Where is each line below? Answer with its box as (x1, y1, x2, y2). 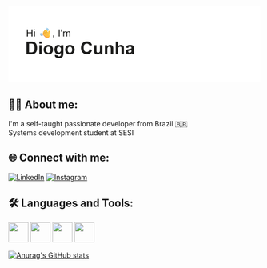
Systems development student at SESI (8, 128, 134, 138)
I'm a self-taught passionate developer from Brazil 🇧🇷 (8, 119, 188, 128)
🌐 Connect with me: (8, 151, 110, 165)
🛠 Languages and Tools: (8, 197, 133, 210)
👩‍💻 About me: (8, 98, 78, 111)
